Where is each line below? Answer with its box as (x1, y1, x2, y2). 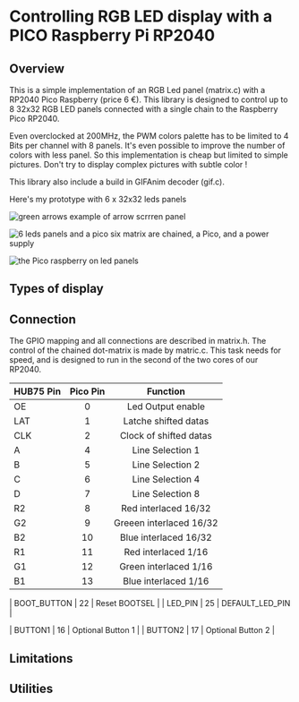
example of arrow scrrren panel (69, 211, 186, 221)
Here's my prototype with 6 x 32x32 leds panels (9, 194, 187, 204)
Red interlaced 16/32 (120, 502, 211, 515)
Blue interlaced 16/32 (119, 531, 212, 544)
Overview (9, 61, 65, 76)
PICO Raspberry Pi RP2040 (9, 25, 216, 46)
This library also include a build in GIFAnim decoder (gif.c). (9, 176, 226, 187)
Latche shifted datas (123, 415, 209, 427)
